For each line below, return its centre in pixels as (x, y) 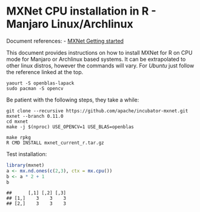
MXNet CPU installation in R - (81, 11)
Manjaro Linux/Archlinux (70, 24)
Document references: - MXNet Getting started (65, 41)
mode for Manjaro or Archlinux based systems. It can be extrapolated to (96, 59)
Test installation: (27, 154)
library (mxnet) (25, 165)
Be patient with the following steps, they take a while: (73, 100)
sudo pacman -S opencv (35, 88)
